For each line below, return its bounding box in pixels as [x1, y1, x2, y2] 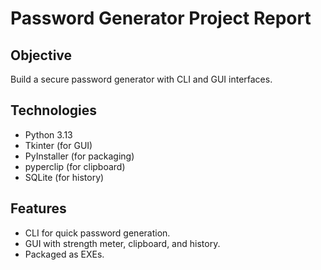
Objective [10, 47, 73, 64]
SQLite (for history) [24, 171, 105, 183]
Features [10, 200, 67, 217]
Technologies [10, 102, 98, 119]
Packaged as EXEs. [24, 248, 105, 260]
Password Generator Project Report [10, 7, 312, 30]
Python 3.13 [24, 128, 73, 141]
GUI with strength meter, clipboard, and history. [24, 237, 221, 249]
